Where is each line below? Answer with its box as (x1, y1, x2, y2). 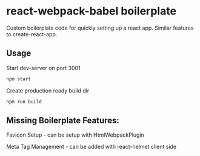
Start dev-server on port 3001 (6, 64, 81, 71)
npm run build (6, 99, 42, 105)
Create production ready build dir (6, 86, 90, 94)
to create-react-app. (6, 30, 58, 37)
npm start (6, 76, 32, 82)
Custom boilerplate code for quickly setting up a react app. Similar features (6, 24, 194, 31)
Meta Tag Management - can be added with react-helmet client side (6, 143, 177, 151)
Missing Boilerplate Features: (6, 115, 119, 125)
